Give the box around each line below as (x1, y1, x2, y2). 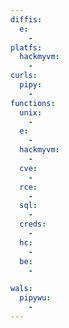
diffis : (10, 14, 43, 25)
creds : (19, 219, 47, 230)
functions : (10, 98, 56, 108)
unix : (19, 107, 43, 118)
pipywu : (19, 293, 52, 303)
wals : (10, 284, 33, 294)
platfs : (10, 42, 43, 53)
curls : (10, 71, 38, 81)
